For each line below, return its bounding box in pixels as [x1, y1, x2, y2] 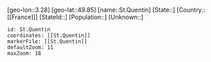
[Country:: [176, 6, 206, 14]
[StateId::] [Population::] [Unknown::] [38, 13, 144, 21]
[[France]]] [7, 13, 38, 21]
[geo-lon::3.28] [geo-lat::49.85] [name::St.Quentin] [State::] [7, 6, 175, 14]
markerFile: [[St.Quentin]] [7, 38, 88, 45]
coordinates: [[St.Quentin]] [7, 32, 91, 39]
